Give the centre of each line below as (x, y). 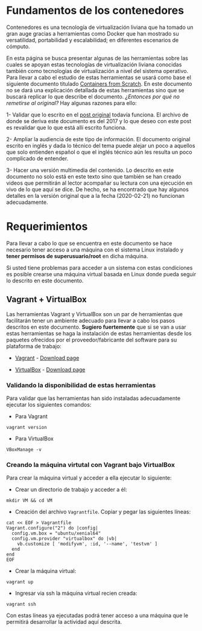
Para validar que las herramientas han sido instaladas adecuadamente (93, 398)
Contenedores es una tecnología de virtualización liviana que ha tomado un (100, 27)
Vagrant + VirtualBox (46, 300)
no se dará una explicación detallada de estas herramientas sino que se (95, 90)
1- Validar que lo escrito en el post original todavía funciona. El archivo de (97, 115)
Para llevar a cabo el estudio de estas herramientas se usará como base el (99, 77)
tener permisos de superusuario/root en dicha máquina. (77, 256)
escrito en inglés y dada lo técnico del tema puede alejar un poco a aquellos (101, 145)
